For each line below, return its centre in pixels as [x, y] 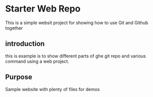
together [14, 28]
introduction [25, 44]
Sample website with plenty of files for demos [53, 89]
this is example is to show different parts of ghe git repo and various [76, 56]
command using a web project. [37, 61]
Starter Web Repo [43, 9]
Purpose [19, 77]
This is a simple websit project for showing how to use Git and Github [77, 23]
